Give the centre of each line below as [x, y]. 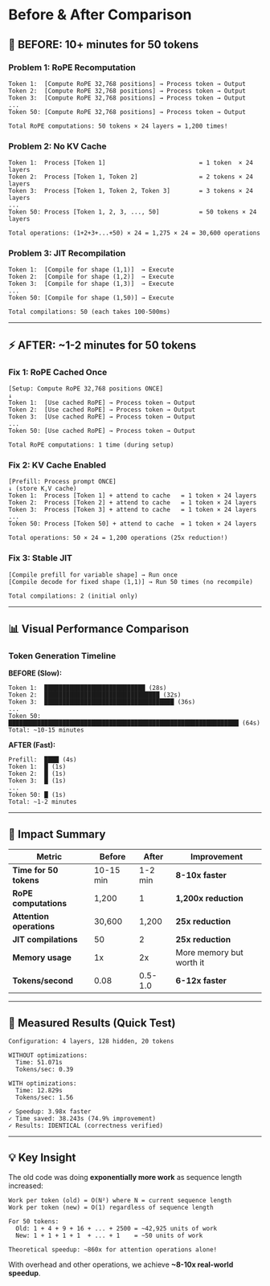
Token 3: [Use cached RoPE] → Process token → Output [102, 417]
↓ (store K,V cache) [43, 489]
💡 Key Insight [42, 1158]
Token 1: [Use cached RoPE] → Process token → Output [102, 403]
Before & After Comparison [100, 15]
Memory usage [42, 957]
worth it [190, 963]
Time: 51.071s [39, 1063]
